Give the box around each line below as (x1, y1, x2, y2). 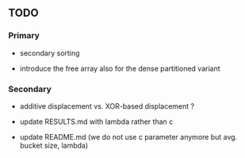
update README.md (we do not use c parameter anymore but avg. (19, 132, 238, 141)
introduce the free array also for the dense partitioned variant (19, 64, 220, 73)
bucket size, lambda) (19, 141, 89, 150)
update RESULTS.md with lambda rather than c (19, 117, 174, 126)
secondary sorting (19, 48, 80, 58)
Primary (8, 30, 40, 41)
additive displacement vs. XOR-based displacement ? (19, 101, 195, 110)
